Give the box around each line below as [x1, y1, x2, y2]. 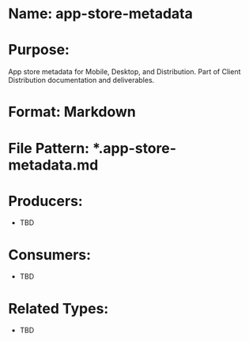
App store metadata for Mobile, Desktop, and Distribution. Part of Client [8, 67, 241, 77]
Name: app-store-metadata [8, 5, 194, 23]
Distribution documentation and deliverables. [8, 76, 155, 85]
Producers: [8, 192, 83, 210]
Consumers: [8, 245, 92, 264]
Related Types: [8, 299, 109, 317]
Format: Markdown [8, 103, 136, 121]
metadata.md [8, 156, 99, 174]
